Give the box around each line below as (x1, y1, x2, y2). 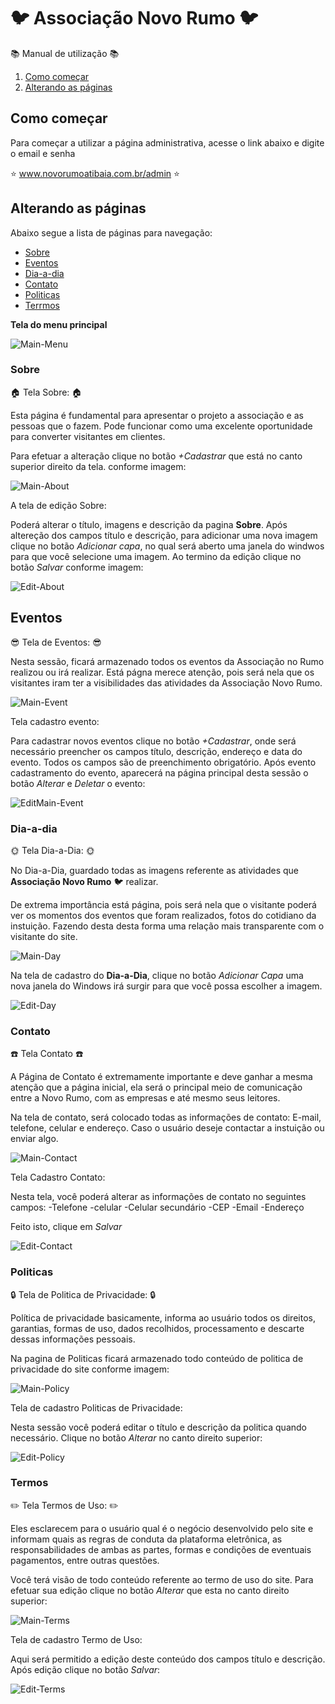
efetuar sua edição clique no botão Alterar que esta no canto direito (10, 1584, 290, 1596)
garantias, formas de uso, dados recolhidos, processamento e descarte (10, 1322, 305, 1334)
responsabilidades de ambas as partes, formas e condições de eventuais (10, 1543, 312, 1555)
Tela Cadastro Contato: (10, 1171, 106, 1184)
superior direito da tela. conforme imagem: (10, 460, 187, 472)
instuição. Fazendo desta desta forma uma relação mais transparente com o (10, 920, 325, 932)
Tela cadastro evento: (10, 715, 100, 727)
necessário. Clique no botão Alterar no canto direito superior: (10, 1431, 263, 1444)
